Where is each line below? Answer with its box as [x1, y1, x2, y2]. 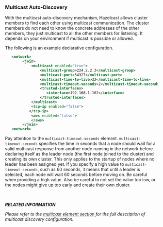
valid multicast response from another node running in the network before [5, 146, 153, 152]
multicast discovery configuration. [5, 216, 74, 222]
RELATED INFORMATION [5, 202, 56, 208]
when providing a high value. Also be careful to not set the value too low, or [5, 177, 156, 183]
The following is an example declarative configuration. [5, 45, 114, 51]
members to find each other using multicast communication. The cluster [5, 20, 149, 26]
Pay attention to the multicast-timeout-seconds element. [5, 136, 118, 141]
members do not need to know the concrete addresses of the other [5, 25, 140, 31]
